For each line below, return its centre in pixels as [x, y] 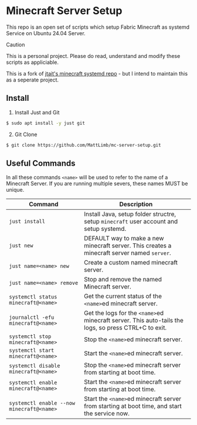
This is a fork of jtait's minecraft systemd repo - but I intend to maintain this [97, 73]
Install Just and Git [37, 112]
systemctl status [33, 297]
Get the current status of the [123, 296]
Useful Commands [41, 163]
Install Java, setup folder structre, [130, 214]
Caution [16, 45]
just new [21, 246]
